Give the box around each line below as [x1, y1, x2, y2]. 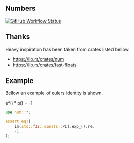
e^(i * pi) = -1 [5, 100, 33, 106]
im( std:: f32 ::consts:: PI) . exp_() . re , [14, 124, 95, 129]
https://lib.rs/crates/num [12, 56, 64, 62]
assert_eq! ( [5, 119, 31, 125]
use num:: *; [5, 110, 31, 115]
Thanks [5, 33, 30, 42]
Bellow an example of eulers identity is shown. [5, 90, 103, 96]
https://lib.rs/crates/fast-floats [12, 62, 77, 68]
